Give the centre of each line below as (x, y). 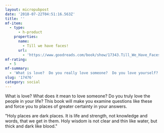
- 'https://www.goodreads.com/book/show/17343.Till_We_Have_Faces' (92, 55)
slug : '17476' (20, 77)
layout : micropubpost (27, 9)
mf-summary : (17, 69)
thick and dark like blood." (31, 126)
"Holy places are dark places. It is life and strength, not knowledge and (76, 115)
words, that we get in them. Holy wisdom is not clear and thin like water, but (81, 121)
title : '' (15, 19)
